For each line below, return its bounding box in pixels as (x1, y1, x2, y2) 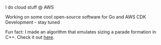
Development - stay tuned (5, 19, 60, 25)
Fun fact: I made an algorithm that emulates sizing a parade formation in (5, 29, 156, 34)
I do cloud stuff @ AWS (5, 4, 55, 10)
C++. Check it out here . (5, 34, 55, 40)
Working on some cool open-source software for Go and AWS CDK (5, 14, 146, 19)
